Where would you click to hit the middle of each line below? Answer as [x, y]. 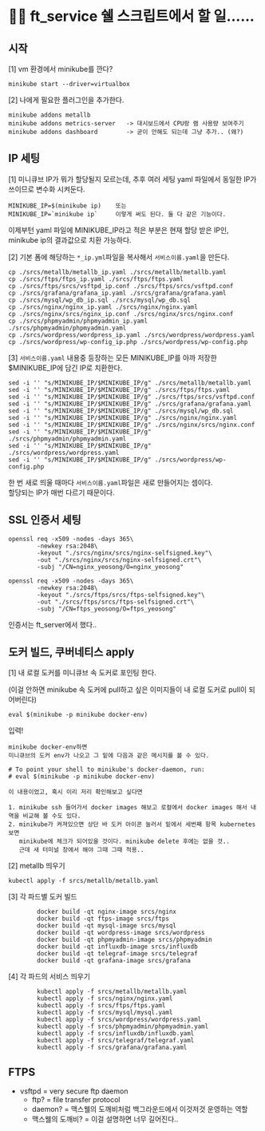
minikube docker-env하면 [48, 747]
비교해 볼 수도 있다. [52, 816]
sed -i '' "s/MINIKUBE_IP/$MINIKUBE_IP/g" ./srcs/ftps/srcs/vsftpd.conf [132, 397]
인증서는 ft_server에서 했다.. [53, 624]
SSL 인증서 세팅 [45, 520]
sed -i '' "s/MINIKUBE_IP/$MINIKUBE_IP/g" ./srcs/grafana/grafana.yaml [130, 404]
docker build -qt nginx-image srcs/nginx [107, 912]
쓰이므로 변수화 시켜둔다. [47, 189]
